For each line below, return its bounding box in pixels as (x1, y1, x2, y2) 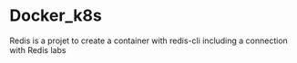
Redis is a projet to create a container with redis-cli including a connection (9, 35, 289, 46)
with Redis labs (9, 44, 67, 55)
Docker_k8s (9, 5, 102, 26)
